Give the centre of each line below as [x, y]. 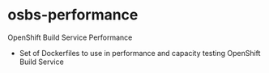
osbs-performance [73, 15]
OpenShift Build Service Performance [70, 37]
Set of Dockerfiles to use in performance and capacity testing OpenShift [140, 53]
